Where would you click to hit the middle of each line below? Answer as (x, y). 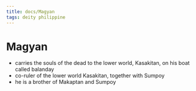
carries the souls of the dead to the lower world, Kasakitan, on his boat (102, 63)
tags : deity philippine (36, 17)
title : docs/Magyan (31, 12)
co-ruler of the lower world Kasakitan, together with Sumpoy (90, 76)
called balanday (34, 70)
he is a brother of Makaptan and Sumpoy (65, 82)
